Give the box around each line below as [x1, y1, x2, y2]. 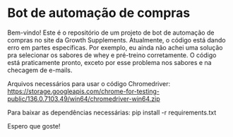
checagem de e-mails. [7, 66, 73, 74]
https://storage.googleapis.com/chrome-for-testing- [7, 87, 160, 95]
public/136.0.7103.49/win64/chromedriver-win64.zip [7, 94, 160, 103]
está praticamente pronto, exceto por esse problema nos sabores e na [7, 58, 212, 66]
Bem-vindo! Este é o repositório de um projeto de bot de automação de [7, 28, 215, 37]
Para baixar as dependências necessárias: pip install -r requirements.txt [7, 108, 217, 117]
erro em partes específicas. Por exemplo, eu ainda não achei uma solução [7, 43, 223, 52]
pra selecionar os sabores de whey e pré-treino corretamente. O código [7, 51, 217, 59]
